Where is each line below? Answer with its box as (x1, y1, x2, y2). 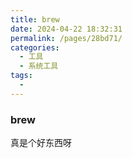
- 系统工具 (19, 61, 59, 71)
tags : (10, 71, 33, 81)
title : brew (10, 14, 60, 25)
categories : (10, 42, 60, 53)
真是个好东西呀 (10, 137, 72, 149)
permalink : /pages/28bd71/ (10, 33, 123, 43)
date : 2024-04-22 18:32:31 (10, 24, 123, 34)
